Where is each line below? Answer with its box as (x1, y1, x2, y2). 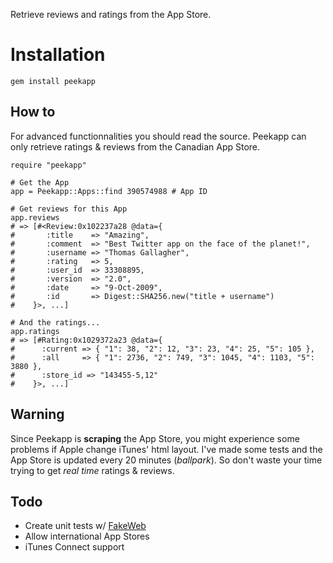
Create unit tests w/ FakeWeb (24, 520, 147, 532)
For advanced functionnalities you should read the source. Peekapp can (10, 130, 307, 142)
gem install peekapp (10, 76, 97, 86)
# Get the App (10, 177, 70, 188)
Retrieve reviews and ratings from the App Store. (10, 9, 212, 20)
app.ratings (10, 326, 60, 336)
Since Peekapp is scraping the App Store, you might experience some (10, 432, 300, 444)
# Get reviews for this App (10, 204, 128, 214)
